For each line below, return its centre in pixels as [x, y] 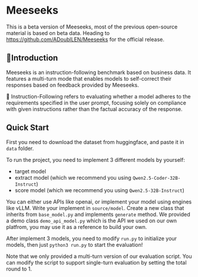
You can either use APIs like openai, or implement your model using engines [99, 202]
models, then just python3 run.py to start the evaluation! [75, 244]
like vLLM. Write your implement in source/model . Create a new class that [95, 208]
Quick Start [28, 128]
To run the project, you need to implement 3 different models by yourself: [96, 160]
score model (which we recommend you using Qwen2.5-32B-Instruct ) [100, 190]
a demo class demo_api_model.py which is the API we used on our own [92, 221]
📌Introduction [32, 58]
